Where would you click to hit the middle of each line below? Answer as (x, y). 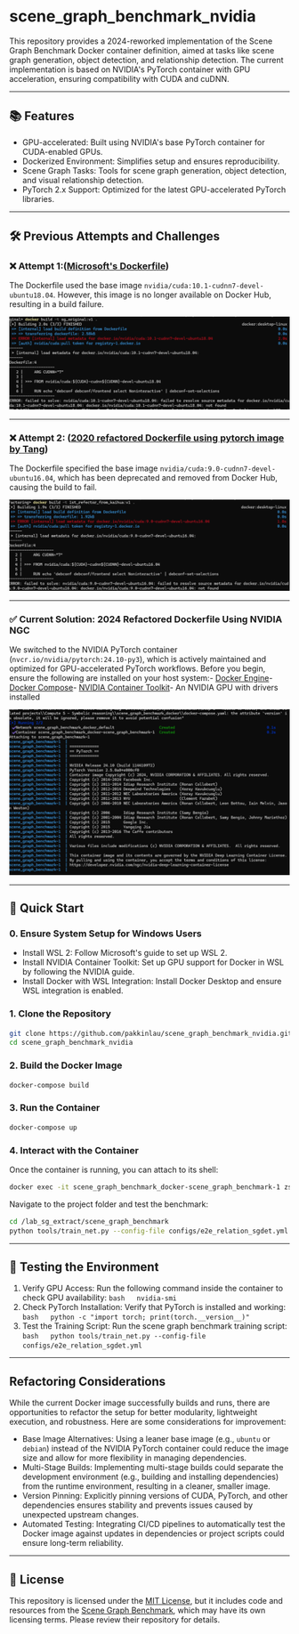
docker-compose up (43, 1128)
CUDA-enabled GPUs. (62, 151)
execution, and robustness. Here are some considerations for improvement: (148, 1422)
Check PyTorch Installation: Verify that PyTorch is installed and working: (154, 1307)
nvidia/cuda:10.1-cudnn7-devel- (204, 287)
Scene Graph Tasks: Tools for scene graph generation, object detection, (154, 170)
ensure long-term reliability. (73, 1543)
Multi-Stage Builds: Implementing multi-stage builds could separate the (153, 1468)
